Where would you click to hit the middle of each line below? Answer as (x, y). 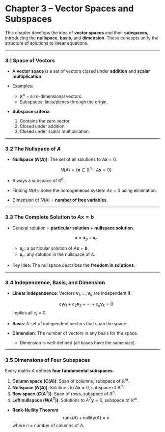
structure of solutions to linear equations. (47, 43)
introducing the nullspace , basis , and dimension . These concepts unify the (82, 38)
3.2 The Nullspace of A (33, 149)
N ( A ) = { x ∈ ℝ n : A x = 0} (86, 169)
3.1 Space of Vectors (30, 61)
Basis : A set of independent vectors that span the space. (70, 323)
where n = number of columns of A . (48, 425)
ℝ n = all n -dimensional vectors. (51, 96)
